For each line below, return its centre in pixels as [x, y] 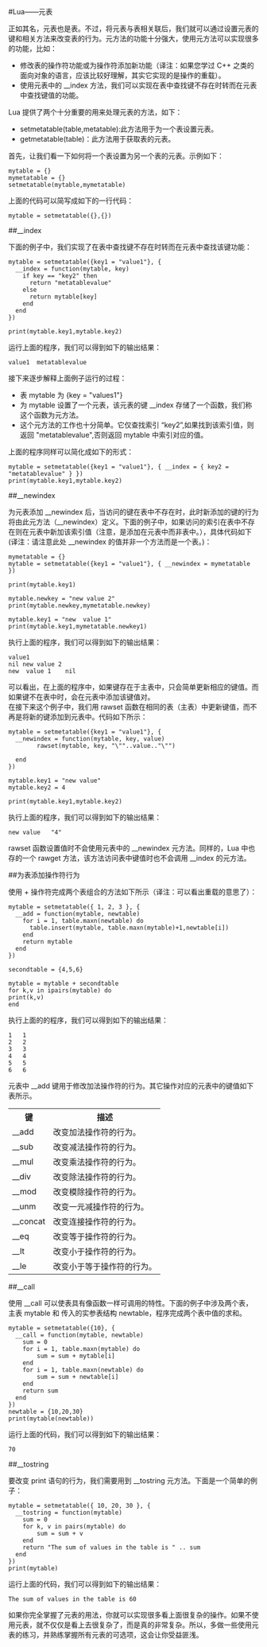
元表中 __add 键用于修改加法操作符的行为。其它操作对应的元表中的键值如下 [131, 1086]
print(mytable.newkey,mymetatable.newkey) [79, 605]
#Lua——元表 [31, 12]
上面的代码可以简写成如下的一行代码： [71, 201]
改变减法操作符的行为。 [97, 1147]
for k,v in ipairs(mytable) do [60, 991]
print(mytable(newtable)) [51, 1419]
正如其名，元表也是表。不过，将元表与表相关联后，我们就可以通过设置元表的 [133, 29]
